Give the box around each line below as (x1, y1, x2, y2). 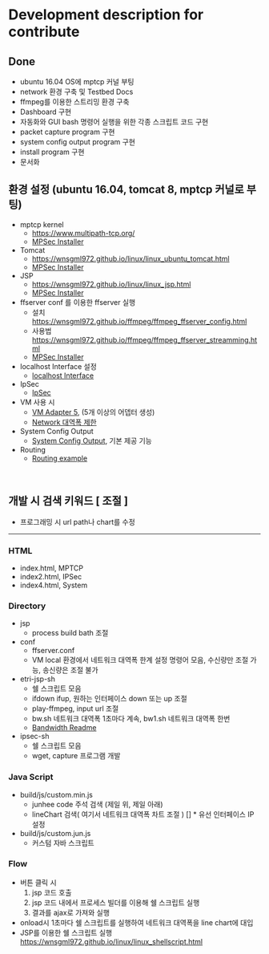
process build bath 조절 (31, 628, 109, 638)
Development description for (8, 6, 204, 24)
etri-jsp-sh (19, 674, 56, 684)
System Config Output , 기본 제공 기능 (31, 436, 152, 445)
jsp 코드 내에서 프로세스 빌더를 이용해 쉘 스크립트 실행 (31, 897, 200, 907)
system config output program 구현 (19, 137, 136, 146)
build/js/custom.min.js (19, 790, 94, 799)
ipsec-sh (19, 732, 50, 741)
